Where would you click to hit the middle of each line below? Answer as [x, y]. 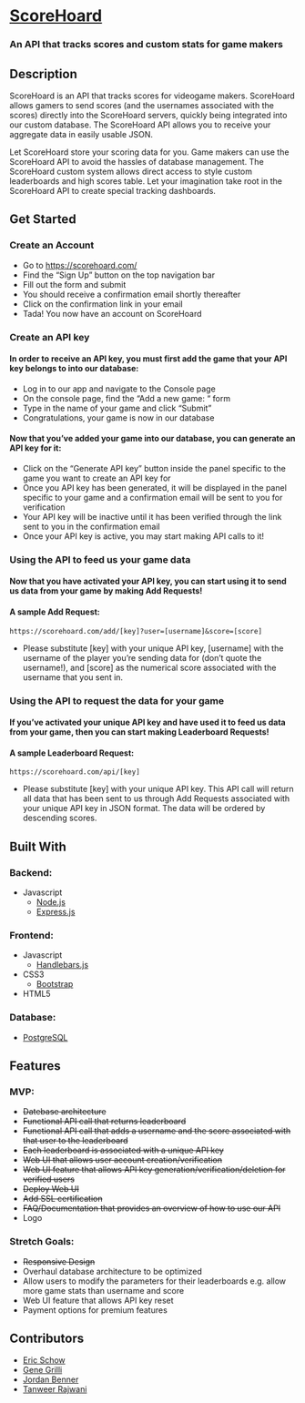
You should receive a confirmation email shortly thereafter [132, 294]
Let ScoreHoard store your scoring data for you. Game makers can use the [149, 152]
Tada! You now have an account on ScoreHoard [112, 313]
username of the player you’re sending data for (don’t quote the [142, 657]
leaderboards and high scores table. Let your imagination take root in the [146, 181]
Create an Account [52, 245]
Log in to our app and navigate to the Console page [119, 389]
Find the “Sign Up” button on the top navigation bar [119, 275]
